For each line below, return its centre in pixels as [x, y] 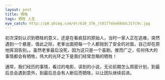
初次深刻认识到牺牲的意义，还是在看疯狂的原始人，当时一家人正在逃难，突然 [82, 38]
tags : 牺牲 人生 [20, 19]
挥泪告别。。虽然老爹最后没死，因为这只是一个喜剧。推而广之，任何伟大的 [83, 50]
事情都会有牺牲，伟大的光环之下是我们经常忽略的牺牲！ [61, 56]
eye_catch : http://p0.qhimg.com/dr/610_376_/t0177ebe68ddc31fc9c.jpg [78, 23]
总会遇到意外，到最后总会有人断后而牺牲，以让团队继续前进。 [71, 73]
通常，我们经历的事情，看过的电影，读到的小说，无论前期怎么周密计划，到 [80, 67]
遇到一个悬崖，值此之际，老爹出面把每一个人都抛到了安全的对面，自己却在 [80, 44]
